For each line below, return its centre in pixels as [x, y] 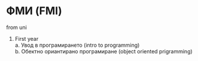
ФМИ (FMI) [34, 11]
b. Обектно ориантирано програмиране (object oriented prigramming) [103, 51]
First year [27, 38]
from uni [16, 27]
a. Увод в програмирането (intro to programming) [77, 45]
